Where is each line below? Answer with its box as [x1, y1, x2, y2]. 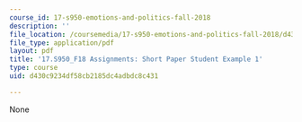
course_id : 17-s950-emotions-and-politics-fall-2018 [9, 13, 211, 22]
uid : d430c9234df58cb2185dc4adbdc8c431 [9, 72, 159, 81]
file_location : [9, 30, 67, 39]
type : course [9, 64, 58, 73]
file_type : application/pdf [9, 38, 115, 48]
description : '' [9, 22, 70, 30]
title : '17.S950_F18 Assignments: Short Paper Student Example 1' [9, 55, 263, 64]
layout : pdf [9, 47, 54, 56]
